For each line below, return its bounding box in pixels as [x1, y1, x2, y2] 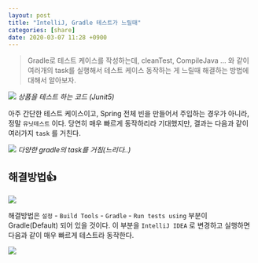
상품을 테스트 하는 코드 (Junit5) [17, 92, 115, 102]
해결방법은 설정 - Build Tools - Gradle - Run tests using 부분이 [8, 211, 208, 221]
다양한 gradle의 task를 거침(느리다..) [17, 145, 131, 155]
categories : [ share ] [8, 26, 76, 34]
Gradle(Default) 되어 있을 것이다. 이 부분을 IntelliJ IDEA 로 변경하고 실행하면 [8, 221, 250, 230]
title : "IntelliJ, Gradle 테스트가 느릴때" [8, 19, 142, 27]
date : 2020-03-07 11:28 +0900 [8, 33, 108, 42]
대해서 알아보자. [27, 75, 76, 85]
